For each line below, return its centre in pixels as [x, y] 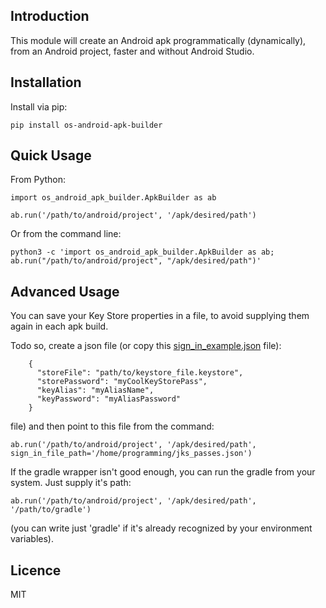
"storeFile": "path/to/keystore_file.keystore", [140, 373]
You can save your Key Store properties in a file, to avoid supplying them [160, 316]
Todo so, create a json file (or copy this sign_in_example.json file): [146, 346]
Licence [36, 570]
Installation [46, 82]
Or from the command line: [66, 234]
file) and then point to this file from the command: [112, 426]
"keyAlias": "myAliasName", [95, 390]
